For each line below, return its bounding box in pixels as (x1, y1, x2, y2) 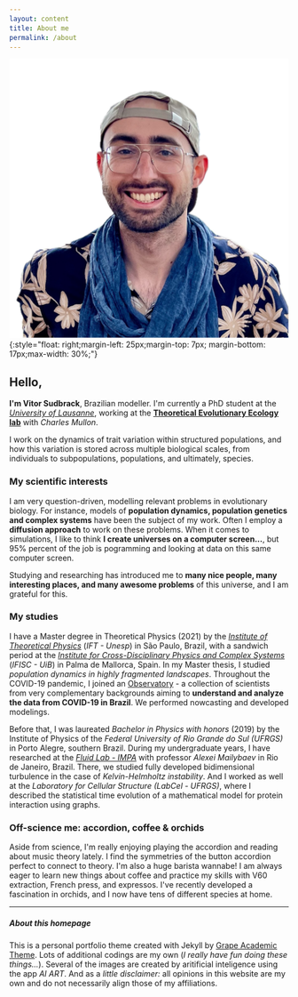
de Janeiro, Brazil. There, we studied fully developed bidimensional (9, 761, 255, 772)
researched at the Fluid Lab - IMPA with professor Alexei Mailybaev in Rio (9, 752, 278, 762)
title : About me (9, 23, 69, 33)
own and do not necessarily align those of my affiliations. (9, 978, 218, 989)
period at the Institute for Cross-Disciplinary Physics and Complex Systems (9, 649, 286, 660)
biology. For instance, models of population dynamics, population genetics (9, 505, 288, 516)
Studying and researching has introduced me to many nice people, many (9, 569, 278, 580)
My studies (9, 610, 59, 623)
